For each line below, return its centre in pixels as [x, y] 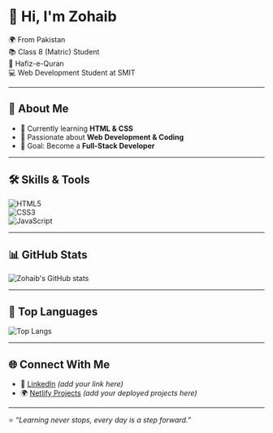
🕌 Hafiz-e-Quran [37, 63]
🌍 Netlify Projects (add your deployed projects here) [108, 393]
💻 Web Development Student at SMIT [72, 72]
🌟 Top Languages [53, 312]
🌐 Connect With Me [59, 364]
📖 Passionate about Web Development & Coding [102, 136]
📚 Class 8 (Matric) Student [54, 51]
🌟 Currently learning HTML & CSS [77, 128]
